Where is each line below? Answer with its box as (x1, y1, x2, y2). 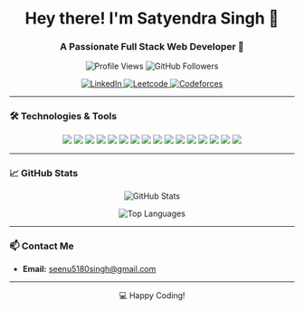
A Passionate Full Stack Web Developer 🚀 (60, 41, 244, 53)
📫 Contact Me (9, 240, 74, 252)
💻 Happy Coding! (119, 290, 185, 301)
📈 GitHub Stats (9, 166, 79, 179)
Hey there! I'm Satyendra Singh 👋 (24, 8, 280, 29)
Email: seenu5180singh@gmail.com (22, 264, 157, 275)
